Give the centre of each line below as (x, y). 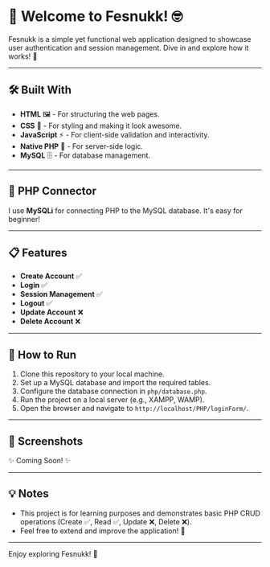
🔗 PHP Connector (52, 191)
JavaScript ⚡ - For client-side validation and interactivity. (115, 134)
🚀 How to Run (43, 354)
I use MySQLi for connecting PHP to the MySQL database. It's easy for (125, 210)
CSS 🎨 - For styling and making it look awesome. (101, 125)
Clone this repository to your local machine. (92, 374)
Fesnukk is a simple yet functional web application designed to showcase (130, 39)
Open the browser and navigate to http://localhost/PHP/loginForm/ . (134, 409)
